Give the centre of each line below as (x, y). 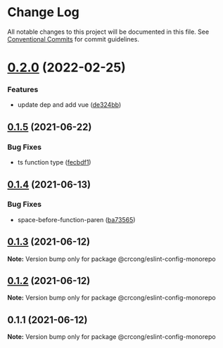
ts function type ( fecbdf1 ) (54, 162)
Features (23, 90)
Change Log (43, 12)
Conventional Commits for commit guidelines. (73, 39)
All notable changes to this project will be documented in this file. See (108, 32)
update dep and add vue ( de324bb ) (69, 105)
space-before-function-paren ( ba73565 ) (76, 219)
